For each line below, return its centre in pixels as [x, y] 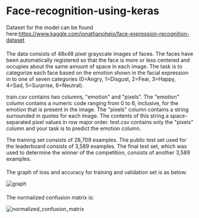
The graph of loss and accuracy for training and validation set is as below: [97, 172]
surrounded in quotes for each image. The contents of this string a [88, 116]
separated [19, 122]
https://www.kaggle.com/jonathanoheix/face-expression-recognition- [104, 33]
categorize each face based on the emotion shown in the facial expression [97, 72]
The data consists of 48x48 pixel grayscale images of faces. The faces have [100, 53]
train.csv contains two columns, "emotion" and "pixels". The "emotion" [93, 97]
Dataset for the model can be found [50, 27]
